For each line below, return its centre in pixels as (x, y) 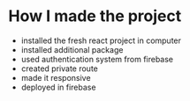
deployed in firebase (58, 87)
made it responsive (56, 77)
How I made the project (95, 16)
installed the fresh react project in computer (101, 40)
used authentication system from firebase (97, 59)
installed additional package (72, 49)
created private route (59, 69)
